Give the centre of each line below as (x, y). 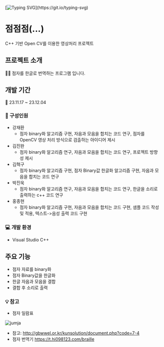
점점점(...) (25, 29)
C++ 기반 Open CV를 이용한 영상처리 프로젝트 (50, 43)
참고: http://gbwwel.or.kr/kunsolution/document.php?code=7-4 (76, 333)
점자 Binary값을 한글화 (34, 275)
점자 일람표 (23, 313)
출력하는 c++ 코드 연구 (41, 195)
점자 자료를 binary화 (32, 269)
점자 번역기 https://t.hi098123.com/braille (53, 339)
